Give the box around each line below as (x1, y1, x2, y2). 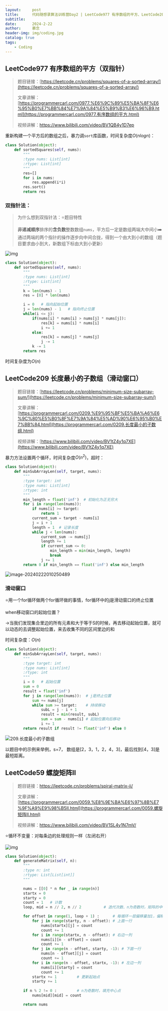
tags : (5, 40, 16, 45)
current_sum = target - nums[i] (31, 516, 99, 521)
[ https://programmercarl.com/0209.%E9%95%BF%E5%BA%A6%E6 (17, 410, 160, 416)
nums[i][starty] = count (40, 965, 93, 970)
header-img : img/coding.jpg (5, 31, 64, 36)
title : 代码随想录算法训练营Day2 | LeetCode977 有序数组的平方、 (5, 12, 141, 17)
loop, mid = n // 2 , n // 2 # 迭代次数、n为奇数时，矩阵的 (23, 905, 159, 910)
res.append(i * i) (31, 180, 66, 185)
